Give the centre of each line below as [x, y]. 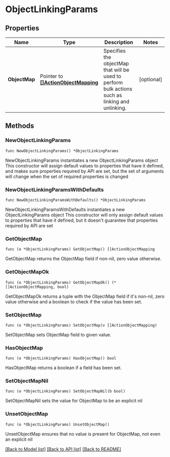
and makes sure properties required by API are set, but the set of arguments [84, 171]
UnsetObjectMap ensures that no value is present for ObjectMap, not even [83, 434]
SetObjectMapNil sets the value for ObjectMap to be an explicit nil [74, 401]
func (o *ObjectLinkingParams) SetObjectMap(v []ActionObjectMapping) [81, 325]
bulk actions [118, 89]
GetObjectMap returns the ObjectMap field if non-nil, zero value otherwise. [83, 259]
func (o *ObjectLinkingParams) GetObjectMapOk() [57, 283]
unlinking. [115, 108]
